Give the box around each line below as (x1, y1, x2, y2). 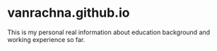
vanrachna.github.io (7, 5, 130, 21)
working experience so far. (7, 35, 86, 43)
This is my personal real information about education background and (7, 28, 211, 36)
